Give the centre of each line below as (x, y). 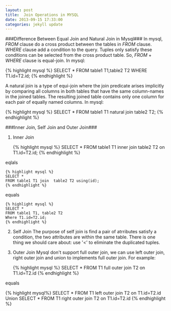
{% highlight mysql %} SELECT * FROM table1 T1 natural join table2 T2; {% (84, 112)
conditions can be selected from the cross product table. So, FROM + (79, 55)
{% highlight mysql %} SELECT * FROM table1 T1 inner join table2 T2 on (89, 147)
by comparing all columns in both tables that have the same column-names (85, 91)
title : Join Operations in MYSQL (42, 15)
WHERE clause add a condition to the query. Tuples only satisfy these (79, 50)
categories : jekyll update (34, 24)
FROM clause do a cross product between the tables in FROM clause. (79, 45)
